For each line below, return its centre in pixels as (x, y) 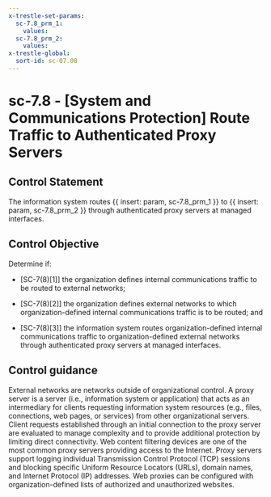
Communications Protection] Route (129, 118)
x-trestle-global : (39, 53)
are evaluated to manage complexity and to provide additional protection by (134, 432)
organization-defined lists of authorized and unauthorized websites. (121, 484)
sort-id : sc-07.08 (47, 61)
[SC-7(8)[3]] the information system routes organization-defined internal (141, 327)
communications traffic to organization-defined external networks (130, 336)
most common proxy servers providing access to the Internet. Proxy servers (135, 450)
